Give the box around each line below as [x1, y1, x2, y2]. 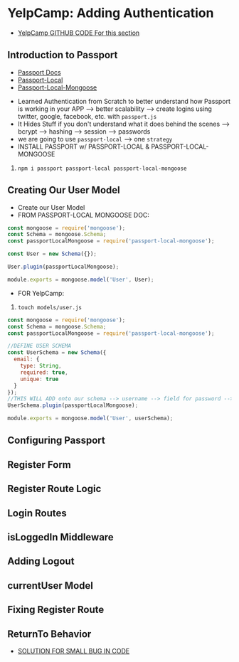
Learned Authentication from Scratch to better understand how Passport [17, 97, 231, 105]
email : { [14, 356, 40, 363]
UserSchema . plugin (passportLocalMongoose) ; [7, 402, 139, 410]
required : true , [20, 368, 69, 376]
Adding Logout [7, 555, 75, 567]
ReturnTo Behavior [7, 628, 92, 640]
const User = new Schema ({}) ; [7, 250, 97, 257]
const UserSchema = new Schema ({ [7, 349, 107, 356]
